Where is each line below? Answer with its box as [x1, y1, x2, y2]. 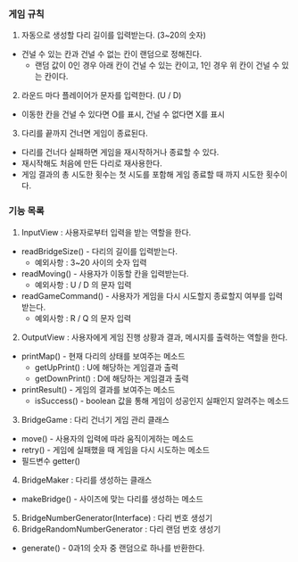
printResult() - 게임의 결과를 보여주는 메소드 [21, 384, 176, 394]
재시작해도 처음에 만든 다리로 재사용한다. [21, 158, 162, 169]
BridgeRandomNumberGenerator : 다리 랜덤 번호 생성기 [21, 524, 221, 534]
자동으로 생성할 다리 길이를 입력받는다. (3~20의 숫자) [21, 29, 207, 41]
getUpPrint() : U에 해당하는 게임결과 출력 [34, 361, 179, 372]
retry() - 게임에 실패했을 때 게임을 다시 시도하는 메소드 [21, 444, 211, 455]
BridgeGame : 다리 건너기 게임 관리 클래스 [21, 414, 170, 425]
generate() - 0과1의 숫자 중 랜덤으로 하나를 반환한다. [21, 542, 205, 553]
